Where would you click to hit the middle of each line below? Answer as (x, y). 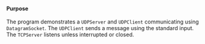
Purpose (17, 8)
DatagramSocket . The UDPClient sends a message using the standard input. (100, 28)
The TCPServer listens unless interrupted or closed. (70, 35)
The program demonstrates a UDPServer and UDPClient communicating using (102, 22)
